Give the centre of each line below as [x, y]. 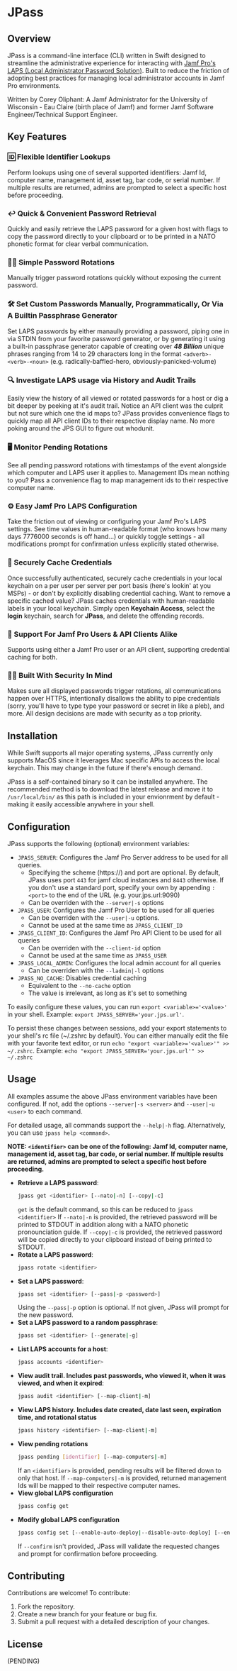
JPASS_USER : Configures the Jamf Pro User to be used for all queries [116, 910]
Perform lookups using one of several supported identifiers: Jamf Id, [107, 172]
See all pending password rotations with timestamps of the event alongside [117, 465]
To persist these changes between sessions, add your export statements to [117, 1028]
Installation [33, 736]
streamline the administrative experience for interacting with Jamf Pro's [111, 63]
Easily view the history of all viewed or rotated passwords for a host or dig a [118, 398]
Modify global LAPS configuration [69, 1519]
